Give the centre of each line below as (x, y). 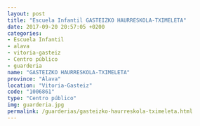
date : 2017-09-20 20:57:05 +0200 (56, 27)
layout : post (26, 14)
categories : (25, 33)
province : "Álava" (34, 79)
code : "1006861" (31, 92)
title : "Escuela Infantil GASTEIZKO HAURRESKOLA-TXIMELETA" (97, 20)
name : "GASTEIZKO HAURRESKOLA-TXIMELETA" (69, 72)
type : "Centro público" (42, 99)
